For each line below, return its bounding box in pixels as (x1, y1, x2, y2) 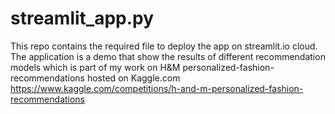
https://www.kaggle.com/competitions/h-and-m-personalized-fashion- (10, 82, 304, 94)
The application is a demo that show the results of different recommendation (10, 50, 326, 62)
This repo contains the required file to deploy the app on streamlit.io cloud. (10, 40, 318, 52)
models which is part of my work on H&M (10, 61, 181, 73)
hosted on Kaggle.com (86, 72, 181, 84)
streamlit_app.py (10, 7, 155, 30)
